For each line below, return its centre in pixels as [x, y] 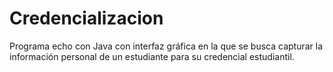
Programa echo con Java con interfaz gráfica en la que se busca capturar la [166, 46]
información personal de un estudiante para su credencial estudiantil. [152, 56]
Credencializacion [86, 18]
